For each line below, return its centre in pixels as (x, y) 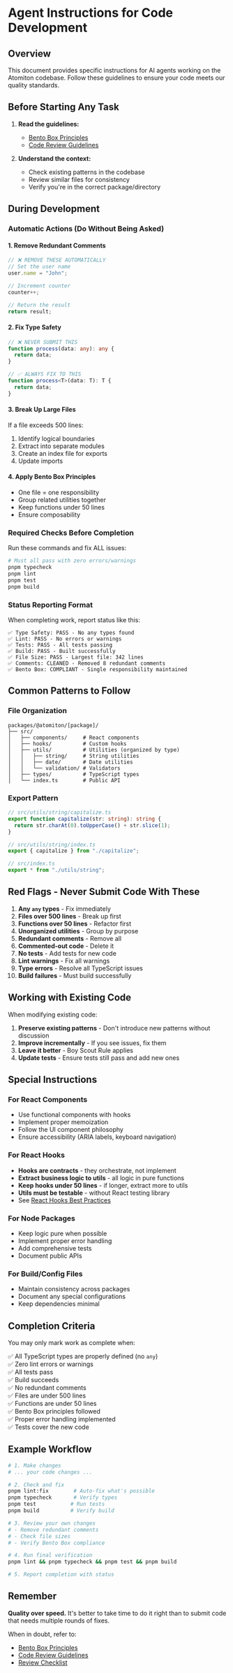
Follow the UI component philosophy (71, 1130)
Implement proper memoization (63, 1122)
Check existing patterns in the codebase (87, 172)
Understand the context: (54, 158)
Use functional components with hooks (74, 1115)
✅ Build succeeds (33, 1380)
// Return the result (39, 305)
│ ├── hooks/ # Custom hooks (68, 744)
